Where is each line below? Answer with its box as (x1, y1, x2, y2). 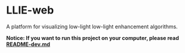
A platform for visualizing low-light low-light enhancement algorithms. (6, 23, 178, 30)
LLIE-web (6, 4, 54, 17)
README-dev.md (6, 41, 51, 48)
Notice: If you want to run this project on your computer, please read (6, 34, 179, 41)
